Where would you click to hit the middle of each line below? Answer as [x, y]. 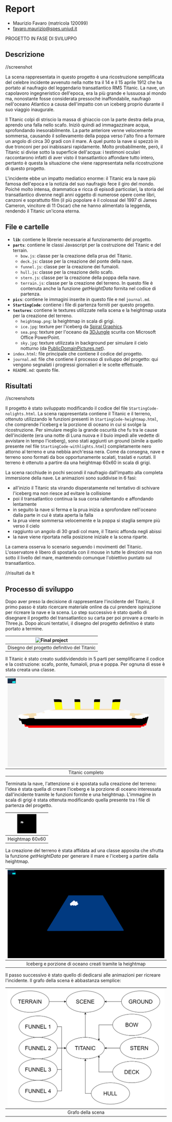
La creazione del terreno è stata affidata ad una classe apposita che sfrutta [84, 850]
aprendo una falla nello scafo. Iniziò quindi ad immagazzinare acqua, [78, 125]
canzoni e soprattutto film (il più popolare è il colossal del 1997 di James [81, 200]
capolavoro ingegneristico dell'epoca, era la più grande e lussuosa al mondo [86, 93]
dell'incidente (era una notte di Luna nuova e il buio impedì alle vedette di [82, 435]
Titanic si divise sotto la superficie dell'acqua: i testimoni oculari [73, 152]
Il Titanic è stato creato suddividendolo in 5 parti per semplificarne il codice [85, 659]
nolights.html [20, 414]
